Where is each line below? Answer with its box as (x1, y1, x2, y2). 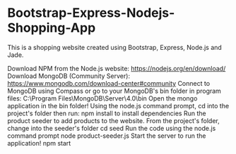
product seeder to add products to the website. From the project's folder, (7, 116, 220, 124)
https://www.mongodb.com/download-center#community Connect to (7, 79, 211, 87)
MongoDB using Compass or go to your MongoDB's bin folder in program (7, 86, 221, 95)
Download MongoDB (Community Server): (7, 72, 131, 80)
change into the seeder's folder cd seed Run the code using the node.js (7, 124, 216, 132)
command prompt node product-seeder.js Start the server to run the (7, 131, 206, 140)
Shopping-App (7, 20, 96, 36)
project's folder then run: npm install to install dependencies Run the (7, 109, 206, 117)
